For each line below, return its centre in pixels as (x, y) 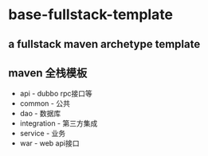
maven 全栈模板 (48, 73)
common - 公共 (45, 103)
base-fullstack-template (91, 15)
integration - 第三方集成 (59, 123)
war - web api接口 (49, 143)
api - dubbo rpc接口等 (56, 94)
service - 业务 (43, 134)
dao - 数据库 (40, 114)
